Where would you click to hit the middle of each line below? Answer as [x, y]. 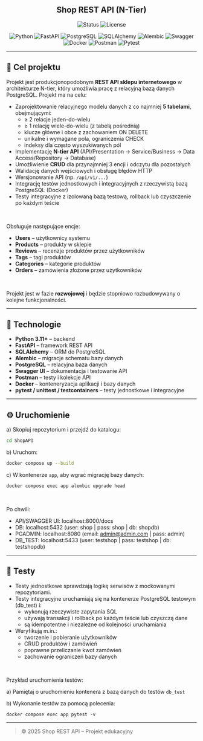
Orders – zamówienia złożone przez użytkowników [78, 270]
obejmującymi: [33, 113]
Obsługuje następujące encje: [43, 226]
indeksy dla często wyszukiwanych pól [72, 145]
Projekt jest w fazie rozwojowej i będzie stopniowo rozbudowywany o [93, 293]
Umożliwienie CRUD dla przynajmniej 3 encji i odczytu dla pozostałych [103, 164]
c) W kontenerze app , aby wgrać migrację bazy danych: [75, 475]
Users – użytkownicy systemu [53, 238]
